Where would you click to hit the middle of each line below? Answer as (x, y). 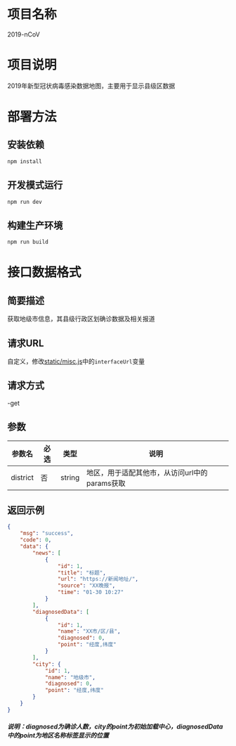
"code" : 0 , (36, 540)
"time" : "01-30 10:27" (91, 592)
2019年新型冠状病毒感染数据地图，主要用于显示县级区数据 (91, 86)
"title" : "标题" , (82, 573)
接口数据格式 (45, 272)
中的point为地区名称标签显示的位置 (58, 735)
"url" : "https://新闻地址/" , (98, 579)
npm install (25, 161)
